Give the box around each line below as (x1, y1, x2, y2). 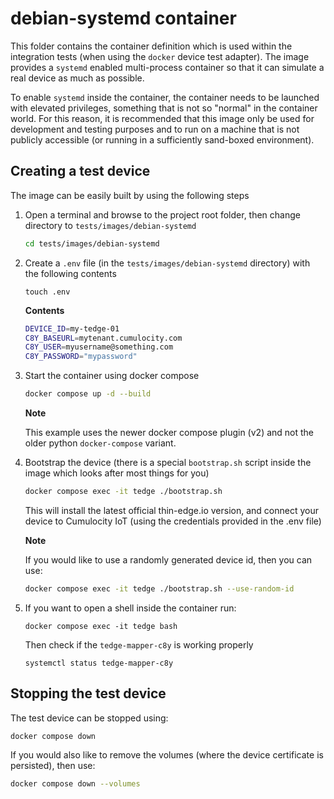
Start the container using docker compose (24, 370, 200, 382)
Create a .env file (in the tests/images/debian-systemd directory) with (24, 257, 311, 269)
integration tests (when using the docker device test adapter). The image (10, 50, 310, 62)
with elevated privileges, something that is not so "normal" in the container (10, 102, 318, 114)
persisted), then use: (10, 760, 96, 772)
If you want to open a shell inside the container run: (24, 602, 237, 614)
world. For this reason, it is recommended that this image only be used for (10, 112, 315, 124)
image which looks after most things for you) (24, 467, 210, 479)
